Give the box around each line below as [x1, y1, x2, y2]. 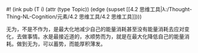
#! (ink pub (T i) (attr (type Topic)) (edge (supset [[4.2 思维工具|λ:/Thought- [6, 6, 193, 12]
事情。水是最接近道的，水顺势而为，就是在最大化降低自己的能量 [26, 33, 184, 40]
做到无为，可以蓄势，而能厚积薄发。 [16, 41, 106, 47]
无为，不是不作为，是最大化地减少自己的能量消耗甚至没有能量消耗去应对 [6, 26, 184, 32]
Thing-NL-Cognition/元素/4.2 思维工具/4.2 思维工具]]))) [6, 13, 142, 20]
